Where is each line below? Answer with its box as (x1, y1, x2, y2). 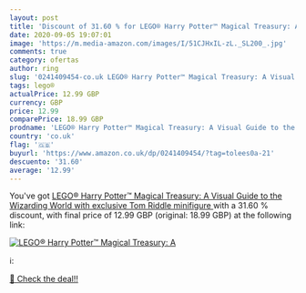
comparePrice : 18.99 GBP (9, 115, 104, 124)
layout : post (9, 13, 59, 23)
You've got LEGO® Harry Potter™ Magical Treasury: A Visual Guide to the (9, 190, 282, 201)
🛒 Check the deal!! (9, 274, 79, 285)
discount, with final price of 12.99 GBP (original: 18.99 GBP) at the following (9, 210, 292, 221)
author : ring (9, 65, 59, 74)
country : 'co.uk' (9, 132, 76, 141)
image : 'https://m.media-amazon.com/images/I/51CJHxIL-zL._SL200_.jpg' (9, 38, 287, 48)
